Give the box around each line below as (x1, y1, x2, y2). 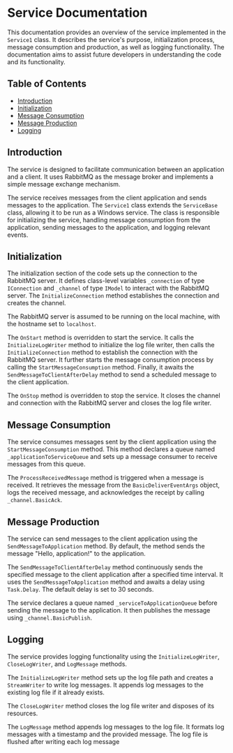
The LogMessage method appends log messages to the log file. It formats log (7, 722, 225, 731)
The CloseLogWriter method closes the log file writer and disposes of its (7, 701, 215, 710)
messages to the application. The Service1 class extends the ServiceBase (7, 200, 218, 209)
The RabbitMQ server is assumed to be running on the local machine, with (7, 312, 220, 321)
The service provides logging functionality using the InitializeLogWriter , (7, 652, 220, 661)
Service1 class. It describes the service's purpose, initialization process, (7, 35, 215, 43)
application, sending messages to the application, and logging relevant (7, 223, 211, 231)
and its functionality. (7, 57, 66, 66)
